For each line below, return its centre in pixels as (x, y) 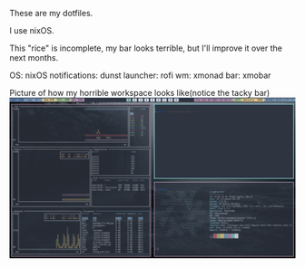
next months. (34, 57)
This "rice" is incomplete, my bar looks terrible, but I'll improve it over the (146, 48)
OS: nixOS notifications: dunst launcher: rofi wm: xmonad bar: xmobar (140, 75)
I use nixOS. (32, 30)
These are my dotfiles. (51, 13)
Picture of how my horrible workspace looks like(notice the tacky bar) (140, 93)
